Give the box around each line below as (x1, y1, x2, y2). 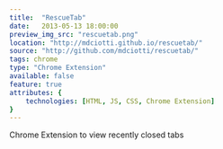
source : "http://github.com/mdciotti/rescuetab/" (9, 47, 200, 56)
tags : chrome (9, 55, 58, 64)
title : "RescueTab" (9, 13, 87, 22)
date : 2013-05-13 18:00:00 (9, 22, 119, 31)
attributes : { (9, 88, 63, 97)
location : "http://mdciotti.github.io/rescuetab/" (9, 38, 203, 48)
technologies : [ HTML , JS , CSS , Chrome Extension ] (25, 96, 216, 106)
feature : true (9, 80, 63, 89)
